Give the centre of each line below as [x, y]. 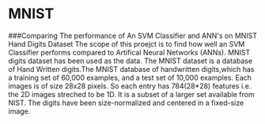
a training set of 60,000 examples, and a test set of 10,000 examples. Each [130, 77]
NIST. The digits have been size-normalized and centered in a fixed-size [126, 103]
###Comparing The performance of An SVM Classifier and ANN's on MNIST [133, 36]
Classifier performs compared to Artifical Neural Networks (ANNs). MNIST [129, 52]
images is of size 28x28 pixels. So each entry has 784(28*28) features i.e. [130, 86]
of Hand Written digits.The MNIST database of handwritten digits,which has [131, 69]
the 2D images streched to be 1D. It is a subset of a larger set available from [131, 94]
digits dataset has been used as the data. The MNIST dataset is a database [131, 61]
